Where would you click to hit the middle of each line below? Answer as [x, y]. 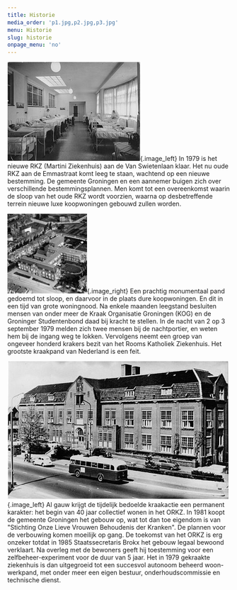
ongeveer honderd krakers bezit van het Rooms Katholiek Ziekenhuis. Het [115, 344]
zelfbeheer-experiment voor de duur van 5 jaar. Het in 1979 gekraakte [109, 557]
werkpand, [23, 573]
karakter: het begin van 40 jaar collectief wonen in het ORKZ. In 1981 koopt [116, 512]
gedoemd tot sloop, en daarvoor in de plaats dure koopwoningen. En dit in [115, 299]
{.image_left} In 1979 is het [179, 159]
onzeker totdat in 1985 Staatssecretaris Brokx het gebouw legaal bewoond [116, 542]
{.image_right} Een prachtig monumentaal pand [156, 291]
